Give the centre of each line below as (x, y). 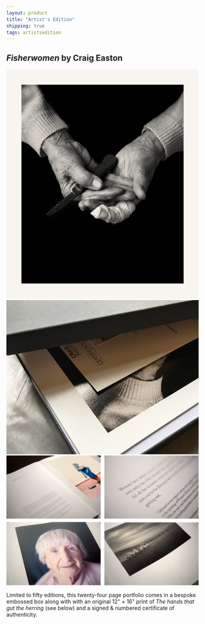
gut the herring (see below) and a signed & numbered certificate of (91, 608)
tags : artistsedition (34, 32)
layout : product (27, 13)
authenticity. (22, 614)
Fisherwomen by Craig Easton (65, 58)
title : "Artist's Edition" (41, 19)
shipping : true (26, 26)
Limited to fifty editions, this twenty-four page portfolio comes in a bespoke (101, 595)
